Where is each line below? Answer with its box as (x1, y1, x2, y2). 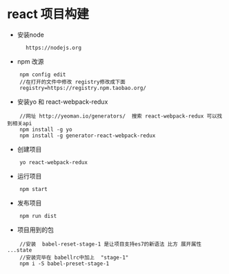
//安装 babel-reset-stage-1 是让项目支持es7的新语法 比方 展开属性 (19, 240, 202, 248)
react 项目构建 (7, 6, 90, 22)
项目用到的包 (17, 226, 54, 234)
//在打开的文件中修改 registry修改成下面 (19, 78, 126, 85)
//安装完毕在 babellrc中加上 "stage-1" (19, 254, 129, 261)
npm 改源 (17, 57, 44, 66)
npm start (19, 185, 48, 192)
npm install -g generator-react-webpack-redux (19, 132, 156, 139)
